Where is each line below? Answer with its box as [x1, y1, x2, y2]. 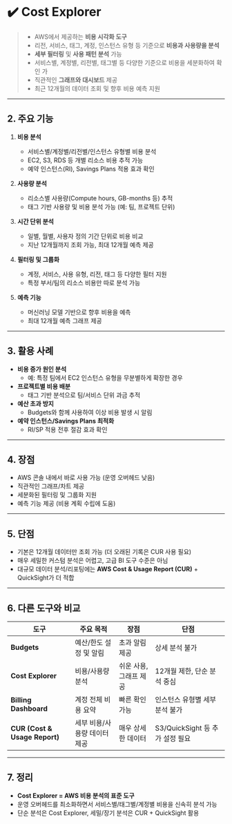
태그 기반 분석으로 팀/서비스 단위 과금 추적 [27, 390, 141, 399]
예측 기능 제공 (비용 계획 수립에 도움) [17, 499, 116, 508]
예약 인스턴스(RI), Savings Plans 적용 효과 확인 [27, 164, 155, 173]
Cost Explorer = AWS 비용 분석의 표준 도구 [17, 791, 135, 800]
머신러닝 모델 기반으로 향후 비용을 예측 [27, 307, 131, 316]
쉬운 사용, [118, 661, 148, 671]
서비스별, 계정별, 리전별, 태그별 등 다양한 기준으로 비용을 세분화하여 [34, 58, 215, 66]
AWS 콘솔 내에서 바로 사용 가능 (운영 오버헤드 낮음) [17, 473, 155, 482]
